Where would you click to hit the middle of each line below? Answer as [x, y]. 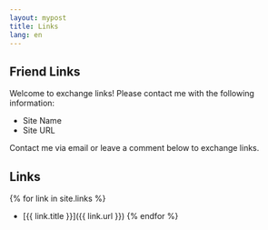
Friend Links [45, 71]
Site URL [39, 130]
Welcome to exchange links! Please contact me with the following [132, 94]
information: [32, 103]
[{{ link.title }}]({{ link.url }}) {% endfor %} [100, 216]
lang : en [26, 35]
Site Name [42, 121]
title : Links [34, 26]
